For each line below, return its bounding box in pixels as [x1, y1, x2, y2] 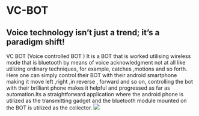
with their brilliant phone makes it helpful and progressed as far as [6, 84, 170, 91]
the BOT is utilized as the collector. [6, 104, 93, 111]
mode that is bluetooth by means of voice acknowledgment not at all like [6, 59, 186, 66]
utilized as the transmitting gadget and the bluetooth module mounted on [6, 97, 188, 104]
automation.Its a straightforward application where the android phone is [6, 91, 184, 97]
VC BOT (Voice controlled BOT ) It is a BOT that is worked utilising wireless [6, 53, 191, 60]
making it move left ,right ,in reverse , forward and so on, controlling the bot [6, 78, 194, 85]
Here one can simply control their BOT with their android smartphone [6, 72, 177, 78]
